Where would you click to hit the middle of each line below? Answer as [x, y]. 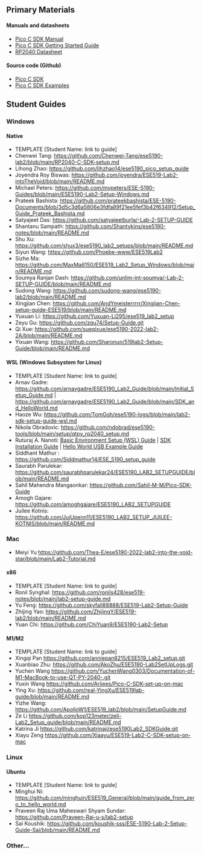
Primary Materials [41, 10]
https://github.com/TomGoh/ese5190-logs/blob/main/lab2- [117, 414]
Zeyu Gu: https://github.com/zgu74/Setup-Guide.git [79, 323]
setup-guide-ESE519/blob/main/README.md [71, 310]
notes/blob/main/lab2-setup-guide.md [63, 599]
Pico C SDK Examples [42, 85]
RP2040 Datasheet [38, 51]
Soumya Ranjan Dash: [42, 278]
